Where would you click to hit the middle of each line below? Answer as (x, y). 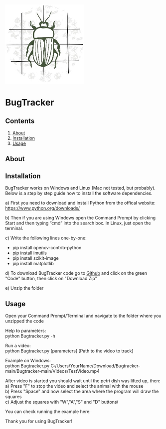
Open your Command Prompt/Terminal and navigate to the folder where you (83, 316)
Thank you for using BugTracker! (39, 421)
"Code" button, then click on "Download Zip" (51, 279)
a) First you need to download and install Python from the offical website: (81, 203)
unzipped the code (24, 321)
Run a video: (18, 346)
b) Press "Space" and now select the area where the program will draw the (82, 391)
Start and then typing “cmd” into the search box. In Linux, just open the (78, 223)
